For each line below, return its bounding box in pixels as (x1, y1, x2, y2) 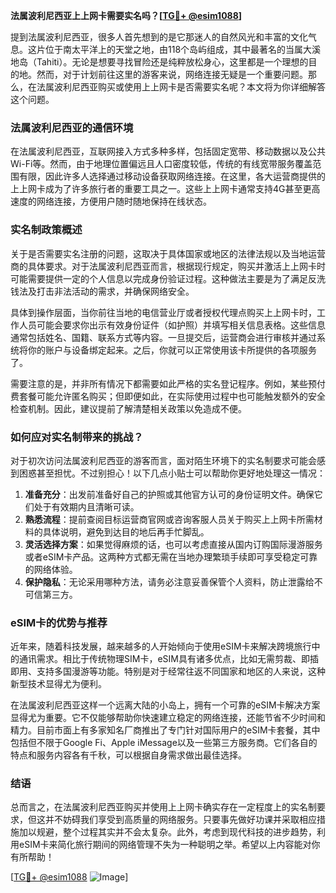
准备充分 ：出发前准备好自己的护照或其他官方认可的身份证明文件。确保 (24, 488, 315, 500)
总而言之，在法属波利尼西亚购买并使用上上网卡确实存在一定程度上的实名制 (10, 801, 317, 813)
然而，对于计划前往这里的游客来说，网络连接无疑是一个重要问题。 (36, 69, 308, 80)
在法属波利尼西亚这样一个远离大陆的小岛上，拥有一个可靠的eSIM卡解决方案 (10, 699, 321, 711)
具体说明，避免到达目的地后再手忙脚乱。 (42, 525, 210, 538)
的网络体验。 (24, 563, 78, 575)
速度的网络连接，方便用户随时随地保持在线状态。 (10, 195, 212, 208)
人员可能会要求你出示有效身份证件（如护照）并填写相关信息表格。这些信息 (18, 319, 326, 331)
